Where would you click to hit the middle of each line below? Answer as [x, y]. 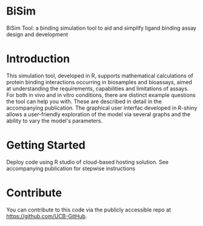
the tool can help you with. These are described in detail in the [84, 101]
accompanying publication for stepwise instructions [71, 168]
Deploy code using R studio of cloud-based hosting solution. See [87, 162]
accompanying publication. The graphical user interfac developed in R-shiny [102, 108]
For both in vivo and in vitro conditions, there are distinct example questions [101, 95]
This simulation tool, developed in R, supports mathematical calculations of [100, 75]
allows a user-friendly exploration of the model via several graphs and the [98, 114]
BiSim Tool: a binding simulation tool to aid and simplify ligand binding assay [101, 28]
